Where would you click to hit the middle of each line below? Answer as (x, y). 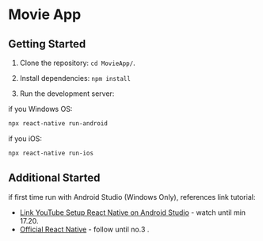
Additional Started (54, 178)
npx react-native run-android (58, 124)
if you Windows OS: (40, 109)
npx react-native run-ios (51, 153)
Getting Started (47, 44)
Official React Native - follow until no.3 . (84, 229)
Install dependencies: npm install (75, 78)
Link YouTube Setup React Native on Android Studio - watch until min (133, 212)
